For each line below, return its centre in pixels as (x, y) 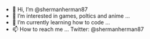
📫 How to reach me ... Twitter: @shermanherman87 (78, 29)
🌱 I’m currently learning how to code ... (61, 22)
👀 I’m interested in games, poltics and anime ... (71, 16)
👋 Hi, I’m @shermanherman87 (50, 9)
